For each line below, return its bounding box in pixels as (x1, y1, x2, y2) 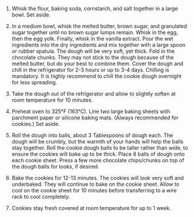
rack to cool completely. (11, 193, 71, 200)
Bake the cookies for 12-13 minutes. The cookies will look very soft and (11, 175, 184, 181)
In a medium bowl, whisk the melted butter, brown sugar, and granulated (11, 23, 187, 29)
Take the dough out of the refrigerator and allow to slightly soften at (11, 91, 176, 97)
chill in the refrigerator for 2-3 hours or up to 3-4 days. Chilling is (11, 66, 169, 73)
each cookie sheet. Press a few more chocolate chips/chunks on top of (11, 157, 185, 163)
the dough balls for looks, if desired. (11, 163, 99, 170)
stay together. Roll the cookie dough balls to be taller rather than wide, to (11, 144, 188, 151)
